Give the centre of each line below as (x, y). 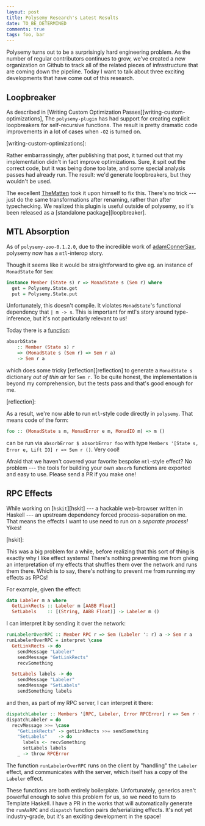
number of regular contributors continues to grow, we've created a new (96, 59)
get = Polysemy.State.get (45, 288)
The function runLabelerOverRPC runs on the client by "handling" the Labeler (102, 765)
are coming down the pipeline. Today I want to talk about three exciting (95, 72)
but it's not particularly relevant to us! (80, 319)
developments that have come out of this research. (70, 78)
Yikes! (14, 528)
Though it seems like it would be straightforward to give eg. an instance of (100, 265)
